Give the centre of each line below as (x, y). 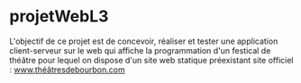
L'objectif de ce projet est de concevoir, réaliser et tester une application (144, 41)
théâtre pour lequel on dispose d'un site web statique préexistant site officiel (151, 60)
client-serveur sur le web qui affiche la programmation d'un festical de (140, 50)
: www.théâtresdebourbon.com (67, 70)
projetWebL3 (59, 17)
